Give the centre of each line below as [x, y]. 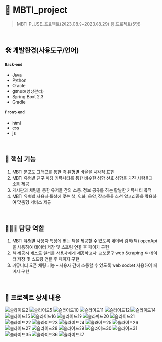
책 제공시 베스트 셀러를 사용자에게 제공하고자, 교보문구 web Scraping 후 [80, 253]
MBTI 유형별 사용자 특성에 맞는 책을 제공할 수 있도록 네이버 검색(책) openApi [85, 241]
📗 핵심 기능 [21, 159]
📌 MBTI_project [36, 10]
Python [19, 80]
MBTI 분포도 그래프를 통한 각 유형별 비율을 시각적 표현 [63, 172]
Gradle [19, 102]
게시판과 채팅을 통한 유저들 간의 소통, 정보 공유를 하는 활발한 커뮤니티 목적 [82, 190]
